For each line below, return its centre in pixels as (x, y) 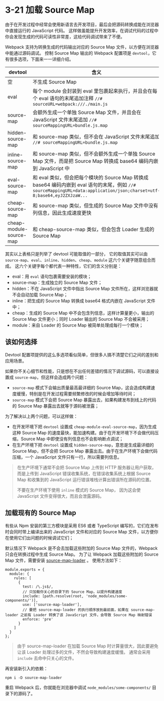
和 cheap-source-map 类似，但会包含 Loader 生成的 (93, 229)
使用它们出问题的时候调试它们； (41, 538)
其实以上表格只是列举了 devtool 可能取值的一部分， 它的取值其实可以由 (76, 253)
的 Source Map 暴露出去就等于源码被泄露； (55, 406)
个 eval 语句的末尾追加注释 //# (67, 98)
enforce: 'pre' (38, 619)
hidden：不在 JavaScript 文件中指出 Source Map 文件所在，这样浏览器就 (85, 289)
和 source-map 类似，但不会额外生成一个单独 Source (94, 154)
